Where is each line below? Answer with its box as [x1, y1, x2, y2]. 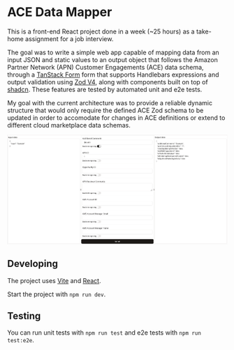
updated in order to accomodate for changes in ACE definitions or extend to [7, 113, 226, 122]
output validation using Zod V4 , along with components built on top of [7, 77, 208, 86]
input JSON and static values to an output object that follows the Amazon [7, 55, 219, 63]
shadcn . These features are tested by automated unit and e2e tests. [7, 85, 203, 93]
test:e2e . [7, 336, 35, 344]
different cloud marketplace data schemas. [7, 121, 131, 129]
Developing [7, 258, 58, 270]
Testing [7, 310, 41, 321]
